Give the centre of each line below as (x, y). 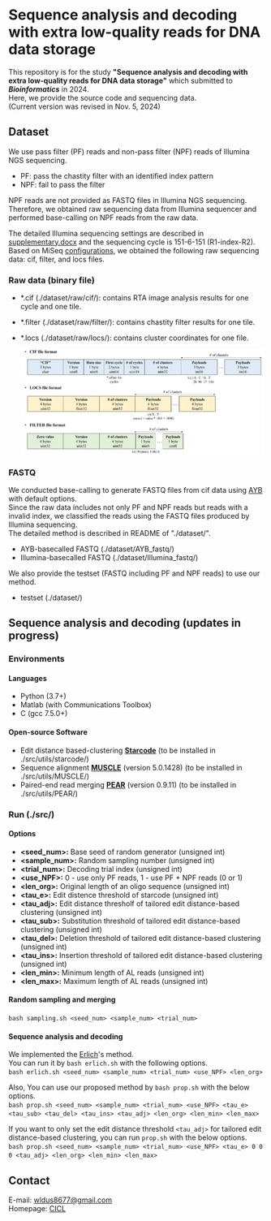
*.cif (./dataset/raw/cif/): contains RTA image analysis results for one (134, 298)
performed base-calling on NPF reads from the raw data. (103, 218)
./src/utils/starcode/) (54, 759)
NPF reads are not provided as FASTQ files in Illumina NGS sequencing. (128, 200)
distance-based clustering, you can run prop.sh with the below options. (128, 1137)
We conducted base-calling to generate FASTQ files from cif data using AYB (135, 490)
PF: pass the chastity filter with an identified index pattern (116, 175)
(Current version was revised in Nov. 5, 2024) (84, 106)
